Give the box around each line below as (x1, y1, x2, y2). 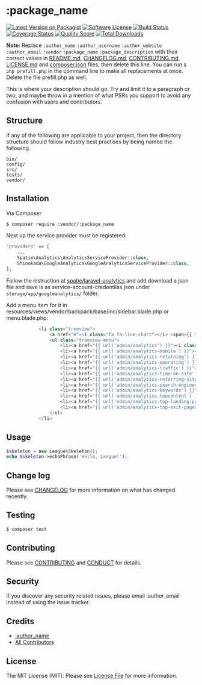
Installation (6, 193, 49, 204)
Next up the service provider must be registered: (6, 232, 127, 239)
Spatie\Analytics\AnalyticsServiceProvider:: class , (17, 255, 149, 261)
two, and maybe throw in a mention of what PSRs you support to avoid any (6, 92, 191, 99)
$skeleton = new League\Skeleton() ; (6, 448, 98, 454)
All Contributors (14, 639, 54, 646)
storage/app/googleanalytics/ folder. (6, 290, 99, 297)
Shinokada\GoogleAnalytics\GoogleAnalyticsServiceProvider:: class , (17, 260, 189, 267)
